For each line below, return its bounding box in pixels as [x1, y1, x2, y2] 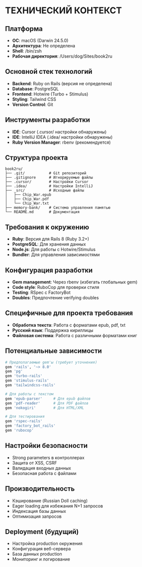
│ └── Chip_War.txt [5, 201, 49, 206]
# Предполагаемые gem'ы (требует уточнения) [5, 360, 97, 365]
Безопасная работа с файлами [12, 470, 77, 476]
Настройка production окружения [12, 540, 83, 546]
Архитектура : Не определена [12, 43, 75, 49]
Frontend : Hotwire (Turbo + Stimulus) [12, 91, 89, 97]
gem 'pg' [5, 369, 23, 374]
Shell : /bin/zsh [12, 48, 42, 54]
